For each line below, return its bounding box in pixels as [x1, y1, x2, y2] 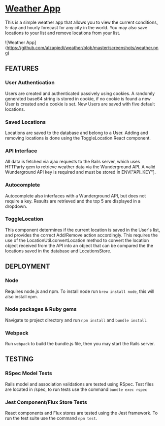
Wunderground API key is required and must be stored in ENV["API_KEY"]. [5, 169, 156, 175]
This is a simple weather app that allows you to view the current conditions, [5, 19, 158, 25]
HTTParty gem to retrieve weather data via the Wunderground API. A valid [5, 164, 156, 170]
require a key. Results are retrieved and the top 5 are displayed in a [5, 198, 141, 204]
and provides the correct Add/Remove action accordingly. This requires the [5, 232, 158, 238]
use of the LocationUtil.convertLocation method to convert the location [5, 237, 149, 243]
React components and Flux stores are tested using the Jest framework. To [5, 410, 158, 416]
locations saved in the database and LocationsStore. [5, 248, 112, 254]
